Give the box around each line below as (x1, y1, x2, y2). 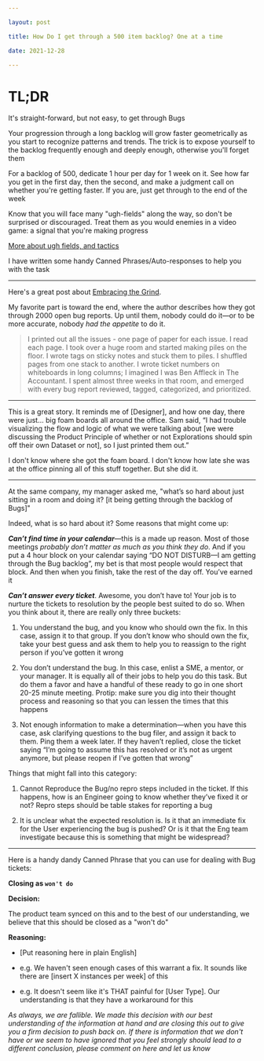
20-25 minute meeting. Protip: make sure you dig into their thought (19, 688, 236, 698)
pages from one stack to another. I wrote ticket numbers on (27, 359, 220, 369)
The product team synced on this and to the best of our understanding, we (8, 909, 250, 919)
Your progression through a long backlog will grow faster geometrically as (8, 129, 247, 138)
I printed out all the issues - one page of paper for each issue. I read (27, 335, 249, 344)
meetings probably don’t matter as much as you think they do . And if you (8, 542, 246, 552)
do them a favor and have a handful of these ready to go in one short (19, 680, 244, 689)
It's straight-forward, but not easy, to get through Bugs (8, 113, 185, 123)
